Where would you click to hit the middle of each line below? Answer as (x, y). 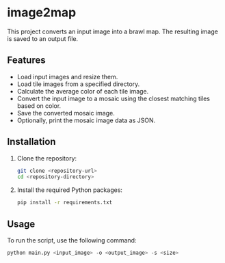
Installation (31, 142)
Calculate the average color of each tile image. (83, 91)
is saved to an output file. (43, 38)
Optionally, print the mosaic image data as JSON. (86, 120)
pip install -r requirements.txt (65, 203)
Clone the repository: (47, 158)
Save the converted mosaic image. (66, 113)
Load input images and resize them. (67, 77)
